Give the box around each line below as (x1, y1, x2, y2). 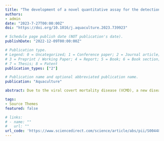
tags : (5, 97, 16, 102)
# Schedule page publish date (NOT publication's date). (5, 34, 123, 39)
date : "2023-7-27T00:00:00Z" (5, 21, 64, 26)
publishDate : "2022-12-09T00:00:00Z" (5, 39, 82, 44)
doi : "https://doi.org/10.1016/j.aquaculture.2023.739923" (5, 25, 128, 30)
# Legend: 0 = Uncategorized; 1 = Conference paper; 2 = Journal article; (5, 52, 161, 57)
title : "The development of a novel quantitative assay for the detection (5, 7, 161, 12)
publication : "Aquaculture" (5, 79, 62, 84)
